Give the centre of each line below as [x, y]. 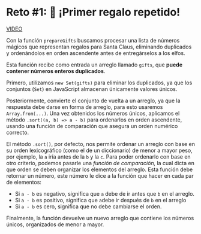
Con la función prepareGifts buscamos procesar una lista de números [93, 40]
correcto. [17, 132]
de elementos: [24, 182]
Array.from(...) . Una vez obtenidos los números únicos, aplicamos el [93, 113]
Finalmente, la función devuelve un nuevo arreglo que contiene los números [100, 218]
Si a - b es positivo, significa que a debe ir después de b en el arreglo [100, 200]
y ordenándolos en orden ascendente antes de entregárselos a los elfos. [96, 53]
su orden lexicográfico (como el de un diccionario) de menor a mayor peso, [100, 150]
